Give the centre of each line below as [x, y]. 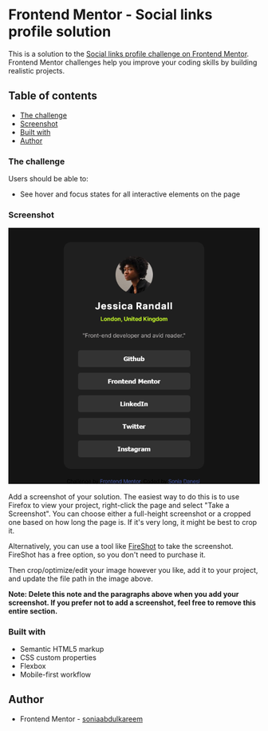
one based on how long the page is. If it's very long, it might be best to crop [133, 522]
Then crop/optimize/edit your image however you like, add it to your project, [133, 570]
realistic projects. [37, 70]
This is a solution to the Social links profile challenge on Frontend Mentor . [129, 54]
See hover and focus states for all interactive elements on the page [130, 194]
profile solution [60, 32]
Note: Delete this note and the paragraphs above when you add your [124, 594]
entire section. [33, 611]
